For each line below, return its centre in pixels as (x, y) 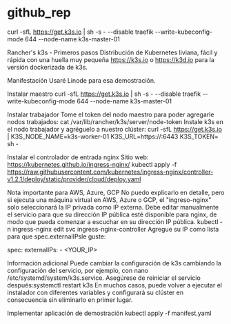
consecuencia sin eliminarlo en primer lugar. (70, 300)
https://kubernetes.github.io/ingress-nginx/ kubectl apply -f (92, 164)
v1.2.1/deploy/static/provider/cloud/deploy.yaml (74, 179)
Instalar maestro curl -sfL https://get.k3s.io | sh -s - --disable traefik (104, 94)
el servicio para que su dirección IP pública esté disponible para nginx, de (112, 214)
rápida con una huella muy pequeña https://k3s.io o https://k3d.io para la (111, 59)
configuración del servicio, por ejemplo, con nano (78, 270)
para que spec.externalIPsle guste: (57, 236)
